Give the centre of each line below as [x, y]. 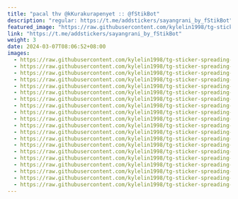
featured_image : [31, 27]
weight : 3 [22, 40]
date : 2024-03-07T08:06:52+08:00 [57, 47]
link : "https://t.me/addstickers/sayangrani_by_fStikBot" [95, 34]
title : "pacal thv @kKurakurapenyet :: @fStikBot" [84, 14]
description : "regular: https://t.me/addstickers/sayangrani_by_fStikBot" [120, 20]
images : [19, 54]
